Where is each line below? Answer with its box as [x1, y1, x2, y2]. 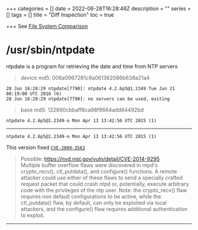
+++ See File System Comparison [6, 23, 88, 29]
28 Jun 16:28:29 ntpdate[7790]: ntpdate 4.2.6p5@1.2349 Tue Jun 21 [6, 86, 176, 91]
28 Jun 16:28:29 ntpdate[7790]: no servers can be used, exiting [6, 96, 170, 102]
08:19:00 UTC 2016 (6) [6, 91, 62, 97]
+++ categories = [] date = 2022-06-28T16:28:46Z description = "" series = [6, 5, 192, 12]
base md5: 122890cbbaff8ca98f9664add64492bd [20, 106, 144, 113]
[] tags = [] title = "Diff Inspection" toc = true [6, 11, 114, 18]
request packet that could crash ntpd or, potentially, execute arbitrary [20, 180, 190, 188]
